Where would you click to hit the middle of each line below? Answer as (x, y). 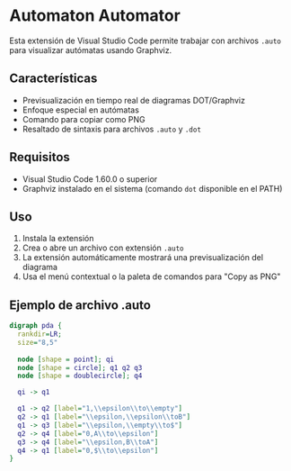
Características (53, 79)
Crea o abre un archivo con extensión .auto (103, 248)
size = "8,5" (38, 342)
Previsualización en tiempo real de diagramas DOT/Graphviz (133, 100)
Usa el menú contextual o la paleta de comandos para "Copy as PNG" (151, 276)
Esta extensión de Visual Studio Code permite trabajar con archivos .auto (145, 41)
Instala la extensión (58, 239)
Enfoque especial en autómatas (80, 110)
